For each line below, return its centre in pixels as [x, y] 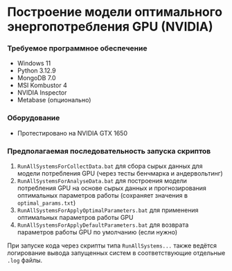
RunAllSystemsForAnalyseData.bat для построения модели [102, 181]
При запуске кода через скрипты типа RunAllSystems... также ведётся [112, 245]
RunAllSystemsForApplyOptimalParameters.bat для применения [108, 210]
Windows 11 [34, 64]
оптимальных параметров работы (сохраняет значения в [102, 196]
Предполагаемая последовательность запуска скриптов [109, 151]
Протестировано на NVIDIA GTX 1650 [72, 133]
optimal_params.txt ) [46, 203]
